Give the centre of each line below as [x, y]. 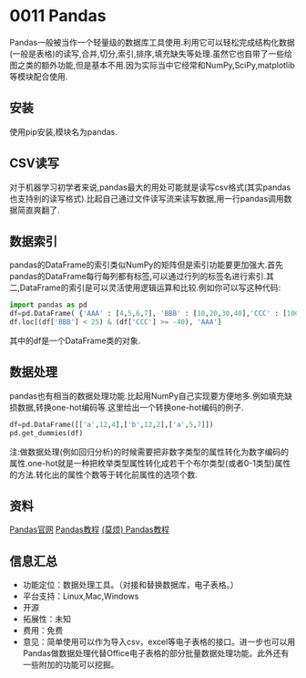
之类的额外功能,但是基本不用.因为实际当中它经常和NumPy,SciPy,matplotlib [156, 65]
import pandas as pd [49, 305]
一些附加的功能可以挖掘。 [71, 665]
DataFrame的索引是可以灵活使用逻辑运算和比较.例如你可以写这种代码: [150, 287]
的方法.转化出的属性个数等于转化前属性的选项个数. [104, 475]
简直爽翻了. [39, 210]
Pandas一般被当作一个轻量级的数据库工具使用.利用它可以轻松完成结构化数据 [152, 42]
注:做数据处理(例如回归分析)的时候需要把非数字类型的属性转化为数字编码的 [149, 452]
